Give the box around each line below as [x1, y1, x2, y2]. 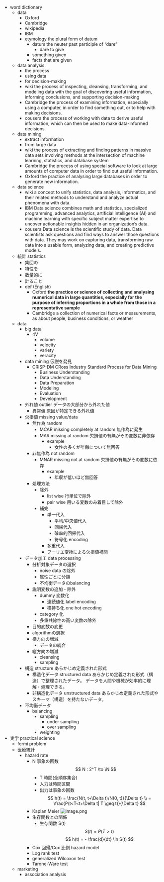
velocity [39, 342, 56, 348]
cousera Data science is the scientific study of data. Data [24, 226, 142, 232]
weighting [39, 729, 60, 735]
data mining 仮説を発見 [24, 358, 72, 364]
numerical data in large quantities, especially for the [32, 294, 143, 300]
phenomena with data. [24, 200, 71, 205]
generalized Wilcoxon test [32, 856, 85, 861]
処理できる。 [41, 684, 67, 689]
